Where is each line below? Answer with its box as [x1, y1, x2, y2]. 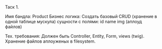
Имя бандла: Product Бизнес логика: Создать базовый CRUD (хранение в [5, 14, 158, 19]
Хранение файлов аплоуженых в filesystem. [5, 38, 96, 44]
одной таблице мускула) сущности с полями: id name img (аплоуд [5, 19, 142, 24]
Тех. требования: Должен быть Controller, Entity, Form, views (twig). [5, 33, 145, 39]
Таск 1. [5, 4, 19, 10]
